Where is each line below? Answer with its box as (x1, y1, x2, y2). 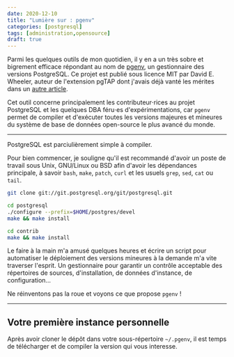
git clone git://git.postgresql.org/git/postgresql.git (7, 189, 173, 197)
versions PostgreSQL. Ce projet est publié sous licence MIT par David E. (7, 70, 214, 79)
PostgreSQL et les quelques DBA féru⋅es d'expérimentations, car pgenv (7, 106, 210, 114)
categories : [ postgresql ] (7, 23, 82, 30)
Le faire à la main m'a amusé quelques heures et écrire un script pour (7, 246, 207, 255)
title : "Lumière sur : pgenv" (7, 17, 95, 24)
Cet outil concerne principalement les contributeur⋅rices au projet (7, 98, 195, 106)
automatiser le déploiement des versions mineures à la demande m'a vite (7, 254, 217, 262)
